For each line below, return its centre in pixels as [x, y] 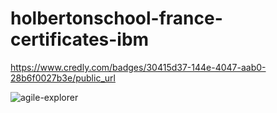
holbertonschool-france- [116, 18]
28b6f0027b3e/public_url [63, 78]
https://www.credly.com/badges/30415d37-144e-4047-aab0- [138, 67]
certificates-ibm [80, 39]
